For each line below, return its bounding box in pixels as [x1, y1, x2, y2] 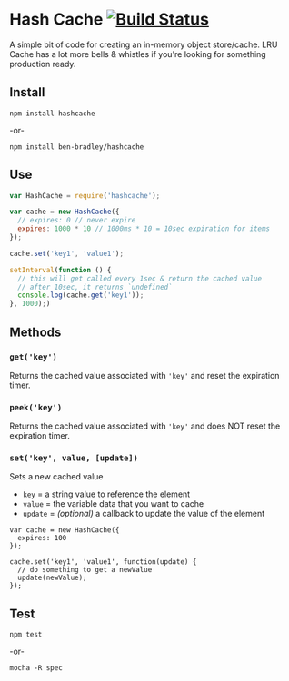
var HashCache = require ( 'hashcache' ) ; [9, 191, 161, 200]
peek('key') [9, 402, 63, 412]
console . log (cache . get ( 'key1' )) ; [17, 291, 144, 300]
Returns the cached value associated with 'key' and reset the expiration [9, 370, 280, 380]
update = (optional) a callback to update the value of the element [22, 508, 265, 519]
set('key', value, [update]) [9, 453, 139, 463]
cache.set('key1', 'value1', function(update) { [9, 558, 197, 567]
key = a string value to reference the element [22, 489, 191, 499]
